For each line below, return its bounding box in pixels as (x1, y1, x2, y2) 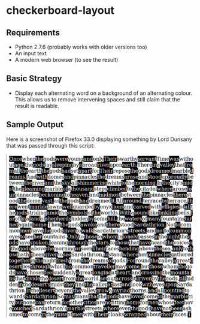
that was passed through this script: (6, 142, 95, 149)
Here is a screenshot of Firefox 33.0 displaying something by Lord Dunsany (6, 136, 193, 143)
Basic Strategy (6, 73, 62, 84)
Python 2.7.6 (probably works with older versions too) (14, 43, 148, 50)
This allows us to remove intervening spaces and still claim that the (14, 95, 181, 103)
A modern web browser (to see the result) (14, 56, 119, 63)
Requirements (6, 28, 60, 38)
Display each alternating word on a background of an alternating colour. (14, 89, 193, 97)
